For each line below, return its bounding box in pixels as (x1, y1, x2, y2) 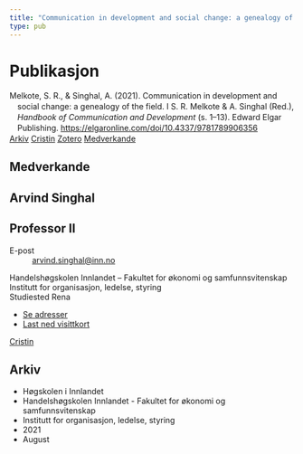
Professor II (9, 221, 76, 236)
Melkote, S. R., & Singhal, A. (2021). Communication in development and (9, 90, 278, 101)
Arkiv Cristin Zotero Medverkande (9, 133, 137, 144)
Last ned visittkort (22, 318, 90, 329)
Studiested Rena (9, 291, 71, 302)
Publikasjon (9, 61, 99, 81)
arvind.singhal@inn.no (32, 254, 116, 265)
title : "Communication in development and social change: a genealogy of (9, 13, 294, 23)
